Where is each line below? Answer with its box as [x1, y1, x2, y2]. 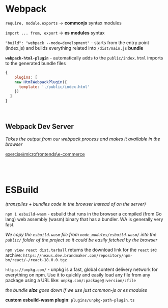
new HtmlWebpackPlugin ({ [14, 79, 67, 84]
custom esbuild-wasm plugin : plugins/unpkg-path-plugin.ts [5, 297, 135, 303]
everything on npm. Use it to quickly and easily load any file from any [5, 271, 151, 278]
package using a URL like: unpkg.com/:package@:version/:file [5, 277, 136, 283]
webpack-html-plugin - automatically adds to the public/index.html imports [5, 54, 163, 61]
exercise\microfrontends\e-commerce [5, 151, 85, 157]
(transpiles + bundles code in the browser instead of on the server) [5, 201, 146, 207]
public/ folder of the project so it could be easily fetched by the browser [5, 237, 158, 243]
